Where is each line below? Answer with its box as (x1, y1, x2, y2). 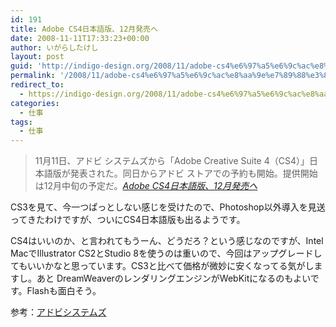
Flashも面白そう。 (26, 285, 102, 297)
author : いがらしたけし (10, 42, 99, 53)
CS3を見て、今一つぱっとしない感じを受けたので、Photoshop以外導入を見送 (10, 201, 326, 213)
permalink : (10, 71, 56, 81)
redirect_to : (10, 80, 65, 90)
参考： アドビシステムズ (10, 306, 107, 318)
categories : (10, 98, 60, 108)
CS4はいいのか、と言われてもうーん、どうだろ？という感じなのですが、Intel (10, 235, 324, 247)
